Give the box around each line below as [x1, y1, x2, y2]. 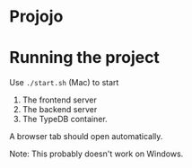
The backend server [22, 104, 98, 115]
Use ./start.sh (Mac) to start [9, 77, 119, 88]
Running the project [9, 48, 160, 68]
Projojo [9, 6, 64, 27]
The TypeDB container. [22, 114, 108, 125]
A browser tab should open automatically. [9, 131, 163, 142]
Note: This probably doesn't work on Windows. [9, 148, 184, 159]
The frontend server [22, 94, 97, 105]
